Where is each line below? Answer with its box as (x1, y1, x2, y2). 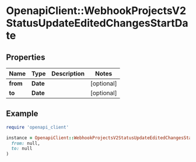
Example (6, 109, 38, 119)
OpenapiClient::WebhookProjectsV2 (6, 4, 187, 18)
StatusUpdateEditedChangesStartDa (6, 16, 188, 30)
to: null (11, 146, 33, 151)
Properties (6, 52, 45, 62)
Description (51, 70, 85, 77)
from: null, (11, 140, 41, 146)
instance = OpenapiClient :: (6, 135, 75, 141)
